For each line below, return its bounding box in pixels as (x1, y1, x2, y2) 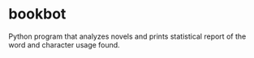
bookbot (8, 5, 67, 23)
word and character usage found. (8, 39, 120, 49)
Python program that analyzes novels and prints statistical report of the (8, 31, 247, 41)
